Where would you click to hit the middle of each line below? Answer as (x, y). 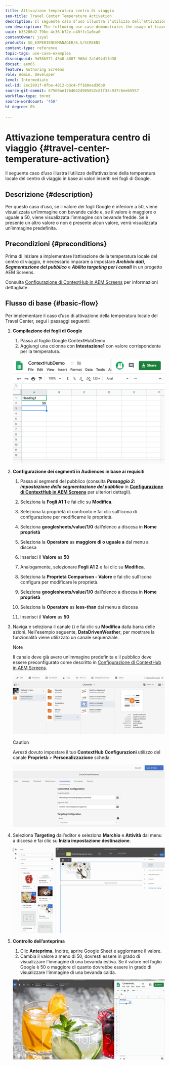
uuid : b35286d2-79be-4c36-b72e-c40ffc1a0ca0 (53, 32)
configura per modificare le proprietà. (59, 582)
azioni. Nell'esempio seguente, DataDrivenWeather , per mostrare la (84, 632)
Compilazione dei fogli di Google (47, 331)
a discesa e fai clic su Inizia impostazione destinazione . (72, 840)
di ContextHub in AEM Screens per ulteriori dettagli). (76, 492)
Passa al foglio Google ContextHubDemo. (63, 340)
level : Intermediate (27, 80)
